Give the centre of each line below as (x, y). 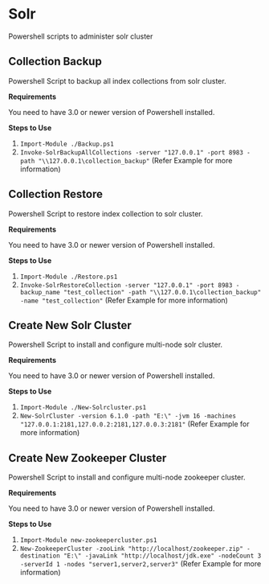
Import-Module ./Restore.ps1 (69, 277)
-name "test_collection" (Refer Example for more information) (124, 300)
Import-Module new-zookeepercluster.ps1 (88, 541)
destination (40, 556)
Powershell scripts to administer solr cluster (81, 36)
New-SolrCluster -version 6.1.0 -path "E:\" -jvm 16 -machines (128, 416)
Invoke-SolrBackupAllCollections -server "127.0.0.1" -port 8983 (131, 152)
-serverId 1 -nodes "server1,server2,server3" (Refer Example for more (141, 564)
